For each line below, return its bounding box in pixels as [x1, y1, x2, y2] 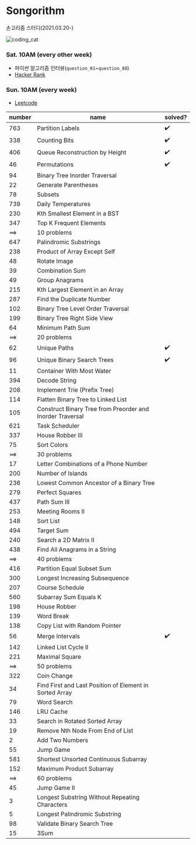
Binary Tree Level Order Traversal [37, 305, 129, 313]
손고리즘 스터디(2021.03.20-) [6, 24, 74, 31]
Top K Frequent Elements [37, 218, 106, 227]
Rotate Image [37, 256, 73, 265]
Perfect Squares [37, 488, 82, 496]
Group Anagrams [37, 276, 84, 284]
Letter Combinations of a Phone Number [37, 460, 148, 468]
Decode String [37, 376, 77, 384]
